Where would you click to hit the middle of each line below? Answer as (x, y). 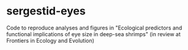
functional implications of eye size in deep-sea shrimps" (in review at (93, 34)
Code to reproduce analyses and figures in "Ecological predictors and (94, 28)
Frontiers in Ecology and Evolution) (51, 40)
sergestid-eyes (46, 11)
